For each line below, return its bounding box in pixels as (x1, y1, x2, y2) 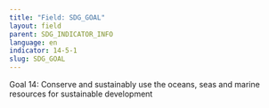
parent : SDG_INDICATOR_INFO (9, 29, 114, 38)
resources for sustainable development (9, 88, 153, 99)
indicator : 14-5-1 (9, 46, 77, 55)
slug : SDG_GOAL (9, 54, 66, 63)
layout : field (9, 21, 62, 30)
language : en (9, 37, 58, 47)
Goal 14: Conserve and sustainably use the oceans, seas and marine (9, 79, 260, 89)
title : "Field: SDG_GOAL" (9, 12, 105, 22)
